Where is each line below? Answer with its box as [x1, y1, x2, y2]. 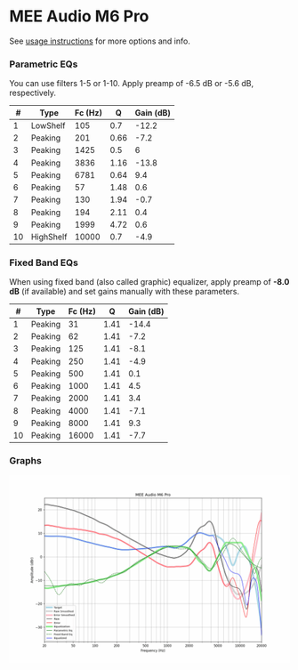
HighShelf [30, 231, 68, 242]
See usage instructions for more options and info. [9, 36, 191, 46]
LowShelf [30, 120, 66, 131]
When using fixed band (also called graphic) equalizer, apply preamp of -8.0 [9, 277, 290, 287]
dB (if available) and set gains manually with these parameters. [9, 287, 240, 297]
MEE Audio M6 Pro [9, 6, 149, 27]
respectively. [9, 87, 56, 99]
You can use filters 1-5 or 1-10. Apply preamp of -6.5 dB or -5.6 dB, [9, 78, 254, 89]
